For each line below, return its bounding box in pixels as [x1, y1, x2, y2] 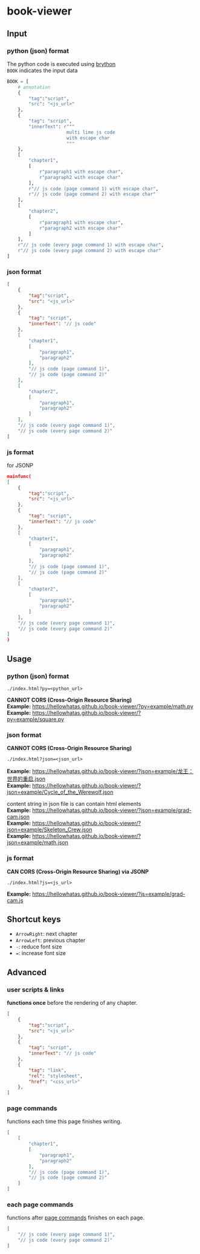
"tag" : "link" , [28, 1067, 67, 1073]
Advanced [7, 967, 47, 977]
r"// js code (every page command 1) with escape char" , [18, 242, 164, 248]
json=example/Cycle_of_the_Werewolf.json [7, 788, 114, 796]
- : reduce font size [15, 943, 62, 950]
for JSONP [7, 461, 34, 469]
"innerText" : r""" [28, 123, 75, 130]
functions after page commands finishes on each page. [7, 1214, 145, 1221]
